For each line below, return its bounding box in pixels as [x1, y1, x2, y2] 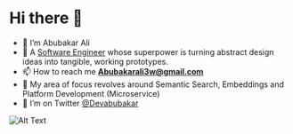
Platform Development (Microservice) [21, 88, 160, 99]
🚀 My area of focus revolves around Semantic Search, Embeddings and [21, 79, 285, 90]
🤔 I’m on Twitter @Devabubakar [21, 98, 139, 108]
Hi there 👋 [9, 8, 83, 28]
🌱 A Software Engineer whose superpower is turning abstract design [21, 46, 274, 57]
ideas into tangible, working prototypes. [21, 56, 169, 67]
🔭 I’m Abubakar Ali [21, 37, 91, 48]
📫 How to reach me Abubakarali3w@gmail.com [21, 66, 204, 76]
